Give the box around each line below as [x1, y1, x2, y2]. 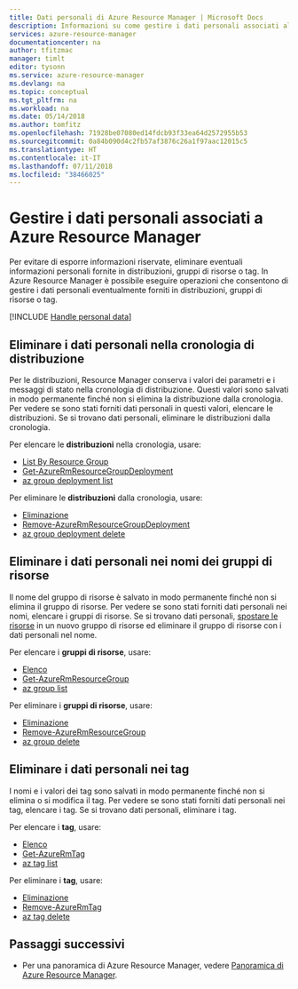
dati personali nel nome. [9, 629, 98, 640]
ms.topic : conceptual [9, 87, 90, 96]
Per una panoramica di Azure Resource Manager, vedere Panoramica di [21, 961, 284, 971]
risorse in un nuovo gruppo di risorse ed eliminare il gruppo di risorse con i [9, 619, 282, 631]
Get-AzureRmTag [21, 848, 86, 858]
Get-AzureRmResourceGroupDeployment [21, 466, 174, 476]
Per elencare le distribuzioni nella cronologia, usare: [9, 439, 201, 450]
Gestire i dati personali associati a [9, 208, 263, 228]
